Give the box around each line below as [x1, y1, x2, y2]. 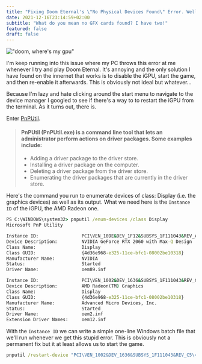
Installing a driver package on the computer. [29, 161, 139, 169]
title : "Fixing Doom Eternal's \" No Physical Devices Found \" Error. [6, 8, 185, 15]
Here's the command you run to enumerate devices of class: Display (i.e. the [6, 192, 196, 199]
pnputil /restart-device [6, 352, 69, 359]
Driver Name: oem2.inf [6, 311, 103, 317]
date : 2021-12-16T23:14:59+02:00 [6, 14, 90, 20]
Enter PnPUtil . [6, 115, 41, 122]
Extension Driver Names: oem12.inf [6, 317, 106, 323]
